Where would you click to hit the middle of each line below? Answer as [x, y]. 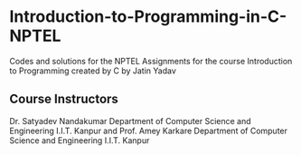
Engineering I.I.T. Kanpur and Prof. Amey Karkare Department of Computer [148, 131]
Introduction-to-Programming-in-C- [148, 17]
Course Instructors [64, 99]
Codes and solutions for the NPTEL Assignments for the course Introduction [151, 61]
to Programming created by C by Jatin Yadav [93, 71]
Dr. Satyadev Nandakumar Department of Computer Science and [130, 121]
